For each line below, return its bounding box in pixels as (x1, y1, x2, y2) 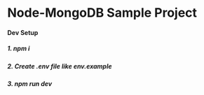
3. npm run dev (7, 80, 53, 88)
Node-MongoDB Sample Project (7, 5, 198, 21)
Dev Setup (7, 28, 39, 36)
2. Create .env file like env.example (7, 61, 112, 71)
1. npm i (7, 44, 30, 53)
